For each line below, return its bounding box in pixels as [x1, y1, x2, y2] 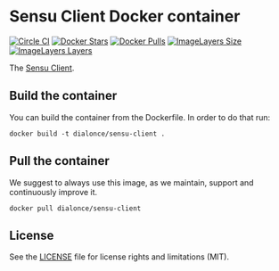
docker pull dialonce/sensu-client [9, 203, 142, 213]
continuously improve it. [9, 186, 98, 197]
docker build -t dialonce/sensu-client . [9, 129, 166, 138]
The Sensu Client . [9, 62, 75, 73]
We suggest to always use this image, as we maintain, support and [9, 177, 254, 188]
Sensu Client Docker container [9, 6, 241, 27]
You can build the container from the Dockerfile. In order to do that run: [9, 111, 271, 122]
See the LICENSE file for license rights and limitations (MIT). [9, 251, 230, 262]
